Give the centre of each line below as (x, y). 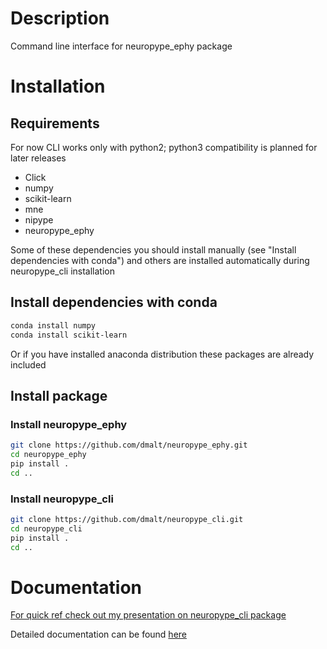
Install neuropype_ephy (69, 424)
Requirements (55, 123)
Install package (59, 395)
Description (60, 18)
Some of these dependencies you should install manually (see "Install (153, 249)
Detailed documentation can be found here (98, 634)
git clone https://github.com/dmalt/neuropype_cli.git (127, 519)
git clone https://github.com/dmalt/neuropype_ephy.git (129, 445)
